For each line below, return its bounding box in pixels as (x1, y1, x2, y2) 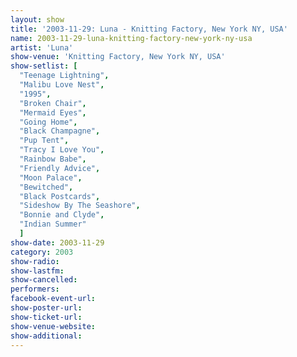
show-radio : (10, 256, 60, 266)
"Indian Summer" (19, 219, 87, 230)
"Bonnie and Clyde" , (19, 210, 105, 220)
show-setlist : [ (10, 61, 78, 71)
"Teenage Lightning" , (19, 71, 110, 81)
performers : (10, 284, 60, 295)
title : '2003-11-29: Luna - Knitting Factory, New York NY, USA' (10, 24, 288, 34)
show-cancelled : (10, 275, 78, 285)
